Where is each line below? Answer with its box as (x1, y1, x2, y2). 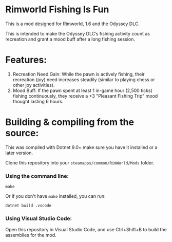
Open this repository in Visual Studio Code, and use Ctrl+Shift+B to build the (5, 227, 167, 233)
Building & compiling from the (5, 117, 135, 128)
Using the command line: (5, 172, 69, 179)
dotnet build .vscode (5, 203, 52, 209)
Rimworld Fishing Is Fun (5, 4, 109, 15)
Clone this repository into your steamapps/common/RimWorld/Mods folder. (5, 159, 155, 165)
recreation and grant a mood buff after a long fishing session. (5, 36, 135, 42)
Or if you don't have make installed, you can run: (5, 193, 106, 199)
